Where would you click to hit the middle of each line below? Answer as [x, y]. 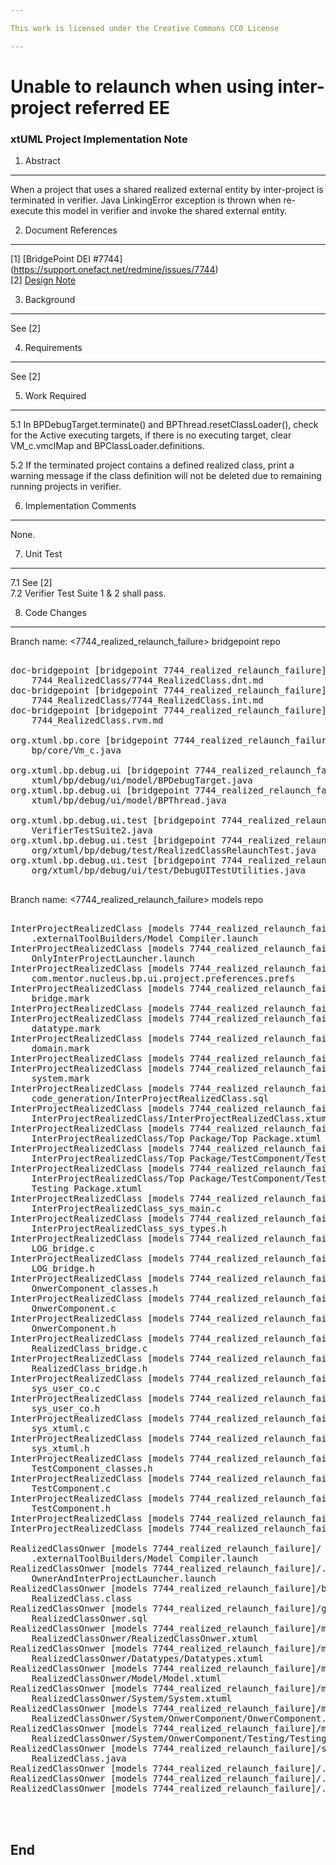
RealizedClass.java [79, 1759]
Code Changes [55, 613]
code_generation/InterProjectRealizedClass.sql [150, 1099]
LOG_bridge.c [63, 1249]
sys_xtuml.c [60, 1429]
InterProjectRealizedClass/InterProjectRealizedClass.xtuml [182, 1119]
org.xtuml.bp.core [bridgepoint [89, 740]
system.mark [60, 1079]
